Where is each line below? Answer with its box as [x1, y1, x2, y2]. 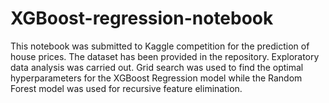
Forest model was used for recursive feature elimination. [10, 82, 243, 94]
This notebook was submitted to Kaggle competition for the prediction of [10, 40, 310, 52]
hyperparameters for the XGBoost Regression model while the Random [10, 72, 303, 84]
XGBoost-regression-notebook [10, 7, 274, 30]
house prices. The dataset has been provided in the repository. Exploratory [10, 50, 320, 62]
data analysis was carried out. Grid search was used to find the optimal [10, 61, 304, 73]
